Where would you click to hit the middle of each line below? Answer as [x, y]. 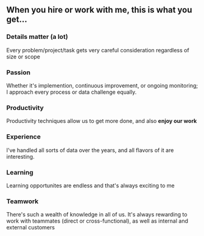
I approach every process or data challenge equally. [72, 92]
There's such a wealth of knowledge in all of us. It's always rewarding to [97, 215]
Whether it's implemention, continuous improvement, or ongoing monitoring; [102, 85]
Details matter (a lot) [37, 37]
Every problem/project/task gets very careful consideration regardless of [98, 50]
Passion [18, 72]
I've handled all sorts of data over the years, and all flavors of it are [90, 150]
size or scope [23, 57]
